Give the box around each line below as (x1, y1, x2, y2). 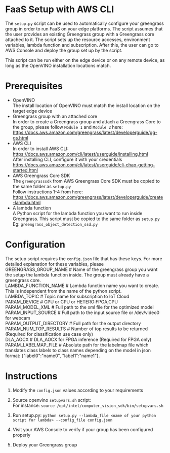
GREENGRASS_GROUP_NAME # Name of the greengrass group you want (5, 266, 158, 272)
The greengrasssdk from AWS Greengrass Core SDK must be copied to (12, 178, 160, 184)
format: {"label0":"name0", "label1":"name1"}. (5, 353, 100, 359)
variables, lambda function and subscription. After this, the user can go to (5, 42, 159, 48)
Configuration (5, 239, 66, 251)
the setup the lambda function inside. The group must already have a (5, 271, 149, 277)
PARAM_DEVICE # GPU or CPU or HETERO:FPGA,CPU (5, 298, 118, 305)
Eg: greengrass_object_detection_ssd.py (12, 221, 98, 227)
